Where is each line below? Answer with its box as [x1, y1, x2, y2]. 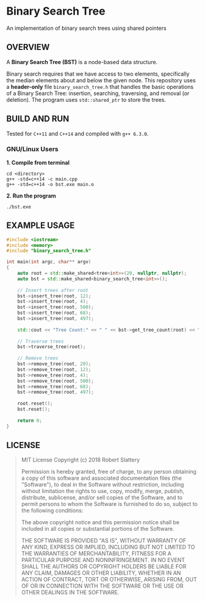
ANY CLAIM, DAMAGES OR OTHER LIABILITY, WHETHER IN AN [21, 569, 181, 577]
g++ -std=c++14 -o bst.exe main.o [6, 181, 95, 187]
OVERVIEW [6, 42, 50, 52]
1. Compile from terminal [6, 158, 70, 166]
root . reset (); [17, 400, 53, 407]
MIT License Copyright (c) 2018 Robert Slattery [21, 456, 140, 464]
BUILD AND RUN [6, 114, 70, 124]
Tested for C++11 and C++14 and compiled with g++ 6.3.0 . [6, 130, 149, 137]
